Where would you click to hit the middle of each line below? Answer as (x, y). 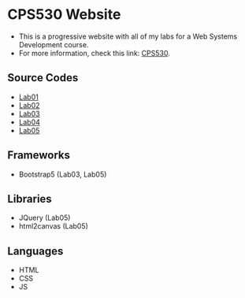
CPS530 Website (64, 15)
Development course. (54, 44)
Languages (35, 251)
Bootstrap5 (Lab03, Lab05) (63, 174)
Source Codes (43, 78)
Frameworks (39, 155)
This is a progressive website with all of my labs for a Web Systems (128, 36)
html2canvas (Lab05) (53, 226)
